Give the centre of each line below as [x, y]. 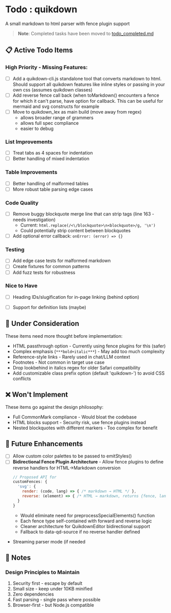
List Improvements [29, 142]
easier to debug [37, 128]
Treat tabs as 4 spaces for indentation [53, 153]
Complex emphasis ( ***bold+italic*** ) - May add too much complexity [89, 351]
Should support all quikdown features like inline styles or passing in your [89, 84]
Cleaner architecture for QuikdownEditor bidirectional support [85, 526]
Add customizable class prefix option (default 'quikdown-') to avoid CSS [89, 373]
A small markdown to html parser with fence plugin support [68, 24]
